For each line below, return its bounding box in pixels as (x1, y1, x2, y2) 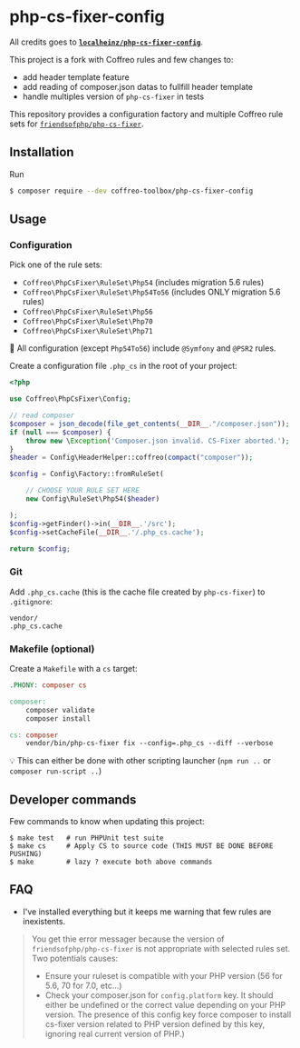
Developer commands (9, 792, 137, 807)
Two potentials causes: (31, 953, 119, 963)
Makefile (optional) (9, 643, 95, 655)
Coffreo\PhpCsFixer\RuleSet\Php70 (22, 317, 153, 326)
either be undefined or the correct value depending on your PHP (44, 999, 286, 1010)
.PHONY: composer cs (9, 681, 88, 690)
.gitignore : (9, 595, 53, 606)
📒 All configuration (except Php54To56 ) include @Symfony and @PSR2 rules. (9, 343, 276, 354)
